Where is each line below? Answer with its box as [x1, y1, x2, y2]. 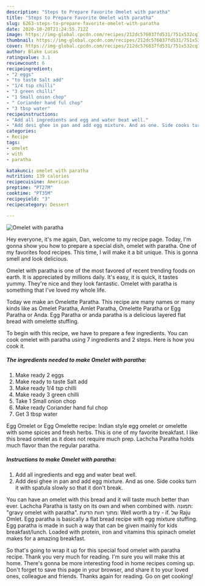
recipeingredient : [6, 65, 53, 72]
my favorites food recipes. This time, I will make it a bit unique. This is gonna [6, 248, 198, 256]
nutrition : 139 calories [6, 173, 70, 179]
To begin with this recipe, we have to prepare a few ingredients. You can [6, 329, 188, 336]
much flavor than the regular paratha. [6, 442, 101, 449]
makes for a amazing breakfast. [6, 535, 86, 542]
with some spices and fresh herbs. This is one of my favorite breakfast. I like [6, 429, 198, 436]
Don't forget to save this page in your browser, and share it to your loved [6, 566, 189, 574]
